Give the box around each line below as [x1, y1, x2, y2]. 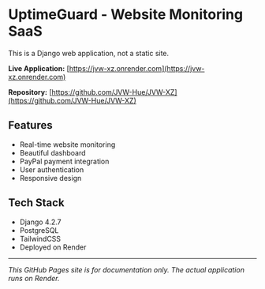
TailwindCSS [19, 234, 62, 243]
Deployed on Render [19, 242, 87, 252]
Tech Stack [8, 196, 65, 210]
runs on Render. [8, 273, 60, 283]
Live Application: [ [8, 63, 69, 73]
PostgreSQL [19, 225, 59, 235]
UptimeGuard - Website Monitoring [8, 6, 243, 24]
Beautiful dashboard [19, 148, 86, 157]
